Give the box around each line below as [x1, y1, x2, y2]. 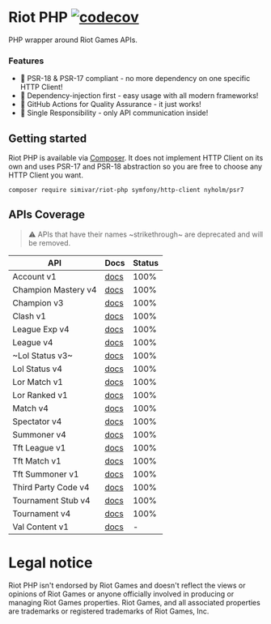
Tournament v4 [12, 507, 71, 519]
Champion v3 [12, 297, 64, 308]
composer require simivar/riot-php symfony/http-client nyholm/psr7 [8, 186, 244, 194]
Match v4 [12, 402, 49, 413]
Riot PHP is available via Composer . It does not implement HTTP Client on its [8, 153, 264, 163]
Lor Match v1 [12, 376, 63, 387]
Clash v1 [12, 310, 47, 322]
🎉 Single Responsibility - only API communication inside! [19, 108, 209, 118]
